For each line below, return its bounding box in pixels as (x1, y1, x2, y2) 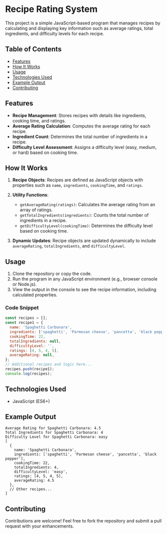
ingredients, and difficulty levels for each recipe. (5, 30, 104, 36)
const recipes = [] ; (5, 315, 48, 321)
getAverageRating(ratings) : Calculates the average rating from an (19, 202, 156, 208)
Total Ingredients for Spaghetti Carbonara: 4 (5, 430, 103, 435)
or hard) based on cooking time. (12, 149, 79, 155)
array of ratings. (19, 207, 53, 213)
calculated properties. (12, 292, 58, 298)
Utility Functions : (12, 192, 49, 198)
